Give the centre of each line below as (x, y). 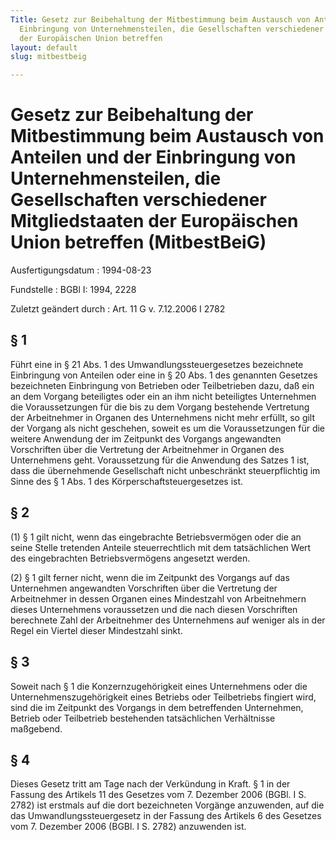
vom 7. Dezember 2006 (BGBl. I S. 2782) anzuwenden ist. (128, 827)
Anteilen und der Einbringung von (153, 157)
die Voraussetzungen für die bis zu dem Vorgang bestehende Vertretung (160, 407)
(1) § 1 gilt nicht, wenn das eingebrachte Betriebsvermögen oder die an (156, 537)
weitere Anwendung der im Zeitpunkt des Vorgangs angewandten (146, 438)
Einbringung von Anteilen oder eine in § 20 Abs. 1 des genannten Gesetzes (164, 375)
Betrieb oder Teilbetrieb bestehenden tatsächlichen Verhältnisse (143, 718)
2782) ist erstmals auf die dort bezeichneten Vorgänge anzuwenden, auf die (167, 805)
